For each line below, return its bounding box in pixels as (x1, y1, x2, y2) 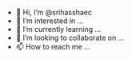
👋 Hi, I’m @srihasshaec (15, 8, 92, 17)
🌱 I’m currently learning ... (15, 25, 102, 33)
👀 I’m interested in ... (15, 16, 84, 26)
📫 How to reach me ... (15, 42, 90, 51)
